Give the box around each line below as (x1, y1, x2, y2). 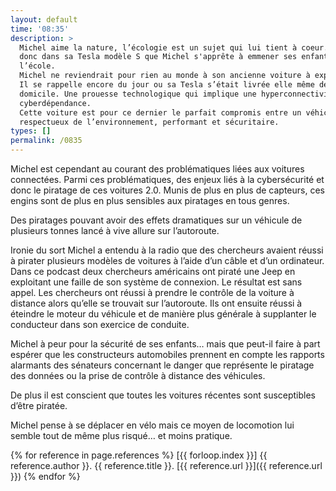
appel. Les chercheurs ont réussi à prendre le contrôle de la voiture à (10, 287, 295, 298)
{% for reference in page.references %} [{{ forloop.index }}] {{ (10, 449, 268, 461)
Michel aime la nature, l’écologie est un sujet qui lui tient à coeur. (19, 42, 329, 53)
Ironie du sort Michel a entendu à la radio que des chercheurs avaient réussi (10, 244, 324, 256)
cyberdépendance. (19, 98, 92, 108)
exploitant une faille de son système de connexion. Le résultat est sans (10, 276, 303, 288)
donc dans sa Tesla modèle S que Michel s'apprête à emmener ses (19, 52, 298, 62)
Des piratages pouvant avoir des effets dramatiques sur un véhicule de (10, 214, 303, 226)
